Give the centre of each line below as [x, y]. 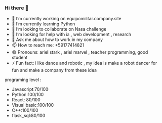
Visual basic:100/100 [33, 105]
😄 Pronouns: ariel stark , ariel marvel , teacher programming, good [80, 52]
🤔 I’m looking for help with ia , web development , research [71, 35]
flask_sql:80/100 [28, 116]
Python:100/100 [28, 95]
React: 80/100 [26, 100]
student [20, 58]
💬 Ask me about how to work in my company [57, 40]
